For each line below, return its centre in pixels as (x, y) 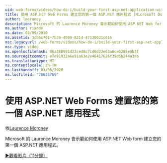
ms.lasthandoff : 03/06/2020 (34, 70)
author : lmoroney (23, 19)
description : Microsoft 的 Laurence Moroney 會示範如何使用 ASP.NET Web (79, 24)
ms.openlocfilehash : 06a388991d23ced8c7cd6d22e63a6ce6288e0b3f (72, 51)
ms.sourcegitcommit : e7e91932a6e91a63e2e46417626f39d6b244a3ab (72, 56)
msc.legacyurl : (21, 42)
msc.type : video (22, 47)
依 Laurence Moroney (27, 128)
